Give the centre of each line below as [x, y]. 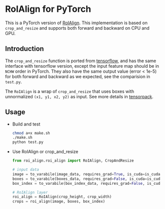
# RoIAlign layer [30, 192]
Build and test [26, 124]
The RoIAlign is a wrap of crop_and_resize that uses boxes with [70, 91]
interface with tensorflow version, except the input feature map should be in [82, 66]
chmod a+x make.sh [31, 133]
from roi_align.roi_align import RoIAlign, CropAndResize [73, 161]
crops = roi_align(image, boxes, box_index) [59, 202]
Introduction [25, 49]
